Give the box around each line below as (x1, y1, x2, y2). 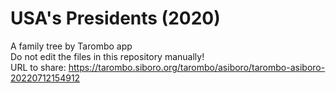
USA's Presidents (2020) (10, 7, 221, 30)
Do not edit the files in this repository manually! (10, 50, 205, 62)
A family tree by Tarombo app (10, 40, 133, 52)
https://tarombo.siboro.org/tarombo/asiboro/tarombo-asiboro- (68, 61, 326, 73)
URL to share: (10, 61, 67, 73)
